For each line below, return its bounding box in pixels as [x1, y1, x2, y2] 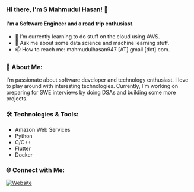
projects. [6, 95, 28, 102]
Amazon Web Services [14, 126, 71, 133]
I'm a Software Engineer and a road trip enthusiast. [6, 20, 135, 27]
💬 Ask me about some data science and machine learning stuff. [14, 40, 170, 47]
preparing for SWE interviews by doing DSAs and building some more [6, 89, 176, 96]
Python [14, 132, 33, 139]
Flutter [14, 145, 31, 152]
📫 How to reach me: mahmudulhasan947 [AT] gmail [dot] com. [14, 46, 170, 53]
